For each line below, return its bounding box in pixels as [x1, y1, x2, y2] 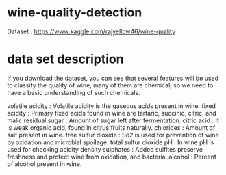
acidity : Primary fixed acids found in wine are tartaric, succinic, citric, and [7, 109, 217, 117]
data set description [7, 51, 125, 67]
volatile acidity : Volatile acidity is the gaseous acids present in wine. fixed [7, 101, 216, 110]
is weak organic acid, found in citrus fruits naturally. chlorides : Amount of [7, 123, 216, 131]
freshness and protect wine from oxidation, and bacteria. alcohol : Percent [7, 152, 217, 161]
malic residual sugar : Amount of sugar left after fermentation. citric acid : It [7, 116, 219, 124]
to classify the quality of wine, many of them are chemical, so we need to [7, 81, 214, 90]
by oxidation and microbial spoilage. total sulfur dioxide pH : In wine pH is [7, 138, 214, 146]
